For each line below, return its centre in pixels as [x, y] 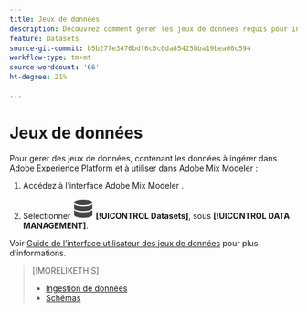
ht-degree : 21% [38, 78]
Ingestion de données [86, 288]
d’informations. [38, 253]
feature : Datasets [44, 38]
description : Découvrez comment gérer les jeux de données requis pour [148, 29]
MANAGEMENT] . [55, 225]
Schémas [63, 297]
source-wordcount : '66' [55, 68]
